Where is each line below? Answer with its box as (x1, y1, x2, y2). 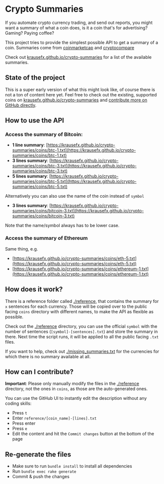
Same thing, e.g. (5, 246, 38, 252)
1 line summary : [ (12, 142, 48, 148)
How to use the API (5, 116, 65, 125)
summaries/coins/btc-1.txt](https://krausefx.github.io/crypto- (12, 147, 136, 153)
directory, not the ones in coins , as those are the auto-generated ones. (5, 386, 148, 392)
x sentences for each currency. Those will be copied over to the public (5, 303, 147, 309)
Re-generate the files (5, 450, 71, 459)
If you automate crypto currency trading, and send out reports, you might (5, 20, 153, 25)
